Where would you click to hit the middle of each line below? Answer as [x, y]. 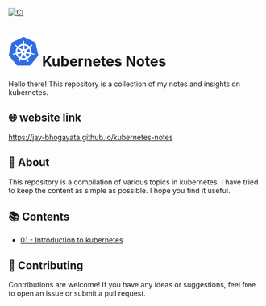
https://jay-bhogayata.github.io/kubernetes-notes [91, 137]
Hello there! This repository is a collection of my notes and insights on [124, 84]
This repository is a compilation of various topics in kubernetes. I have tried [133, 182]
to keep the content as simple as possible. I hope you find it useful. [119, 190]
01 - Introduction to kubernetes [71, 240]
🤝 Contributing [46, 265]
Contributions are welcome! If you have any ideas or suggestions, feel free [132, 285]
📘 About [29, 162]
